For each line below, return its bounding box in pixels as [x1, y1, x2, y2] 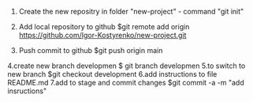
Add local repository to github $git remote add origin [18, 22, 190, 31]
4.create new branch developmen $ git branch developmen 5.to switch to [7, 61, 246, 70]
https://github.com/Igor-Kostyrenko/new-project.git [18, 31, 187, 40]
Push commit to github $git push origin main [18, 46, 163, 55]
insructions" [7, 86, 47, 96]
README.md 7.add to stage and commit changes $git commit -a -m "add [7, 78, 245, 87]
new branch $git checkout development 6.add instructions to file [7, 70, 218, 78]
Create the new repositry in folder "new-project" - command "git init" [18, 7, 244, 16]
